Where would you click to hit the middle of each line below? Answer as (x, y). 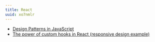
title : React (19, 10)
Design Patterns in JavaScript (43, 28)
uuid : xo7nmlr (20, 14)
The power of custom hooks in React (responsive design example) (81, 34)
